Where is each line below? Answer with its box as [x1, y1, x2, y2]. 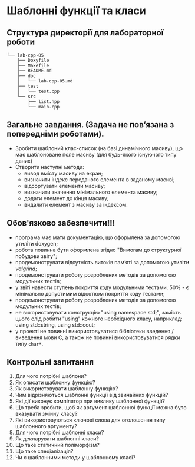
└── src [17, 94, 36, 100]
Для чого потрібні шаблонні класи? [15, 429, 104, 436]
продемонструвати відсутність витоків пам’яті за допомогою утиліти [15, 259, 189, 266]
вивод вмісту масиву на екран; [24, 170, 103, 177]
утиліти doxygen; [15, 240, 58, 247]
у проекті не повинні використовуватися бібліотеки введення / [15, 327, 174, 334]
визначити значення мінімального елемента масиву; [24, 188, 158, 196]
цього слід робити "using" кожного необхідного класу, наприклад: [15, 315, 183, 322]
